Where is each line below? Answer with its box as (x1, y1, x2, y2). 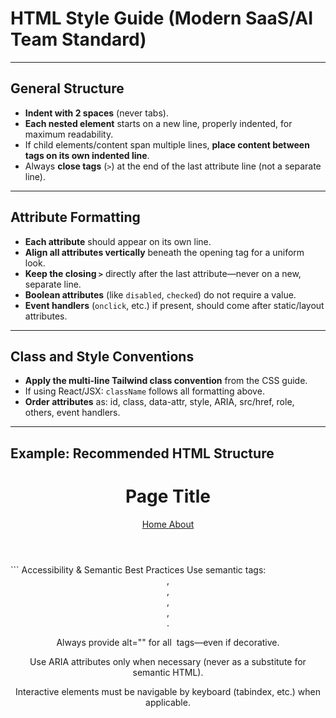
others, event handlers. (24, 407, 121, 419)
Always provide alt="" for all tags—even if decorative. (56, 636, 280, 648)
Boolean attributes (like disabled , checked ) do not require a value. (24, 288, 297, 301)
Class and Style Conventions (10, 348, 195, 365)
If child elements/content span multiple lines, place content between (24, 138, 310, 151)
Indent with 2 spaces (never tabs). (24, 107, 169, 119)
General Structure (10, 80, 125, 97)
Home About (141, 518, 195, 530)
